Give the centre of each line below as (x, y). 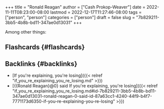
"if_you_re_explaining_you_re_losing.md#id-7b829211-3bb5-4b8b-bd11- (84, 91)
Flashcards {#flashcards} (45, 47)
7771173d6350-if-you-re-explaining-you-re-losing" (64, 101)
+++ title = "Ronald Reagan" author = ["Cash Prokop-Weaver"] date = (75, 7)
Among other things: (26, 32)
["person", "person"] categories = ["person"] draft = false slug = (70, 17)
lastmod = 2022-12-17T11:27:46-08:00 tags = (96, 12)
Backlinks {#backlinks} (41, 64)
